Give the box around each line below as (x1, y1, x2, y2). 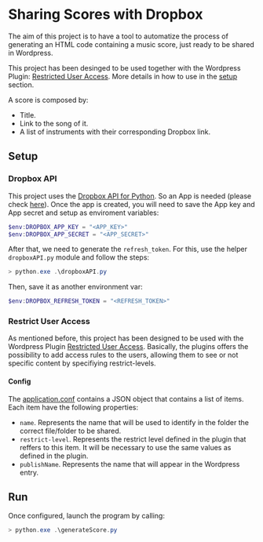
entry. (19, 467, 39, 477)
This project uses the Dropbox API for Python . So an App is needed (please (8, 191, 252, 201)
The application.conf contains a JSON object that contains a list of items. (8, 394, 244, 403)
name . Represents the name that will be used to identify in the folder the (19, 417, 250, 427)
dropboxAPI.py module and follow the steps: (8, 253, 150, 262)
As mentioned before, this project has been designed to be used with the (8, 333, 244, 343)
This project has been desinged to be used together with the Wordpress (8, 63, 241, 72)
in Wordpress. (8, 48, 53, 57)
